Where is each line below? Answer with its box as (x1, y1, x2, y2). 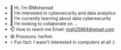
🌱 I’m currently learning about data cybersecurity (9, 15, 111, 21)
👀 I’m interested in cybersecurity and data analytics (9, 10, 116, 16)
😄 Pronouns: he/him (9, 33, 52, 39)
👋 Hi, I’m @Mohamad (9, 5, 53, 10)
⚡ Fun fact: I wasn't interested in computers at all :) (9, 39, 115, 45)
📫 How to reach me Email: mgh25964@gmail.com (9, 26, 114, 32)
